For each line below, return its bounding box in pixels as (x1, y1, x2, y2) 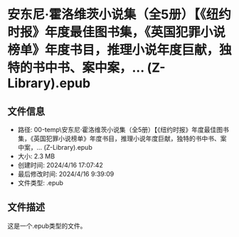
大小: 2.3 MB (17, 152, 55, 160)
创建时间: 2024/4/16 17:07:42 (17, 161, 103, 169)
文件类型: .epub (17, 179, 64, 187)
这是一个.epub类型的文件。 (7, 221, 87, 230)
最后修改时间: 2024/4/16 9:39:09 (17, 170, 115, 178)
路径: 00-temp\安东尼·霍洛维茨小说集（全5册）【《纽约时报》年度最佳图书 (17, 126, 229, 133)
